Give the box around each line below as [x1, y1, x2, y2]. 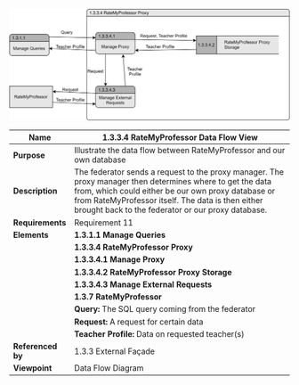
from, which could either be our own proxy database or [74, 185, 276, 196]
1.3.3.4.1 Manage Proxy [74, 254, 166, 265]
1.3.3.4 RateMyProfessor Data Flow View [101, 132, 258, 143]
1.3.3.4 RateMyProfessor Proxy [74, 242, 193, 253]
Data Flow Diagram [74, 363, 144, 373]
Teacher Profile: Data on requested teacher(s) [74, 328, 245, 339]
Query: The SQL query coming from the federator [74, 304, 256, 315]
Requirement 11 [74, 217, 133, 227]
